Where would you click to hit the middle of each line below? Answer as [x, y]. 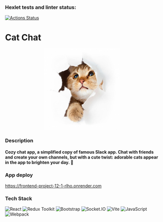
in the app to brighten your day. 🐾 [39, 162]
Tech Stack [19, 198]
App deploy [19, 175]
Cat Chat [23, 38]
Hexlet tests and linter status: [41, 7]
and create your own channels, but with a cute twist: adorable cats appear [81, 157]
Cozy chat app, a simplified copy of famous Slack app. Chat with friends [80, 152]
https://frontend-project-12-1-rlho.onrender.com [53, 186]
